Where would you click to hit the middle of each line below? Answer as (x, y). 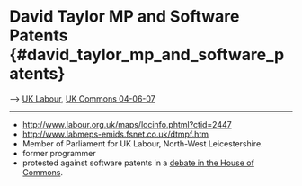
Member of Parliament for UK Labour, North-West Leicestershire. (142, 143)
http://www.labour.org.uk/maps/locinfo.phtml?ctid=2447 (127, 124)
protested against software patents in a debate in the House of (138, 163)
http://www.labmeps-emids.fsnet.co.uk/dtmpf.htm (115, 134)
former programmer (59, 153)
